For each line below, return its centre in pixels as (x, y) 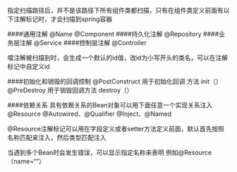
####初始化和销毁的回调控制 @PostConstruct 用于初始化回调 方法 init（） (115, 81)
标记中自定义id (29, 66)
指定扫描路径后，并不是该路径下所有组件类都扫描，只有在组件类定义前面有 (115, 10)
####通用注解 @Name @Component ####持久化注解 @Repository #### (113, 34)
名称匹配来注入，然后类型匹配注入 (57, 138)
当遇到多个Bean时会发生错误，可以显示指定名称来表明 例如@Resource (110, 152)
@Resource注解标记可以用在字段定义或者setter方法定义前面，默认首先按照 (116, 129)
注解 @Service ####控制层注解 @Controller (83, 43)
